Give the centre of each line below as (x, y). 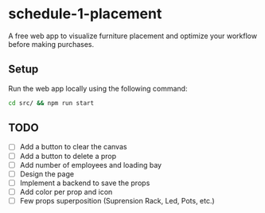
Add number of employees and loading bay (90, 165)
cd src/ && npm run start (51, 103)
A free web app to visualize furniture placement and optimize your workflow (132, 36)
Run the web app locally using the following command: (98, 88)
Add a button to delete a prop (68, 156)
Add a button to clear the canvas (73, 147)
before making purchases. (51, 44)
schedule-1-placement (85, 14)
